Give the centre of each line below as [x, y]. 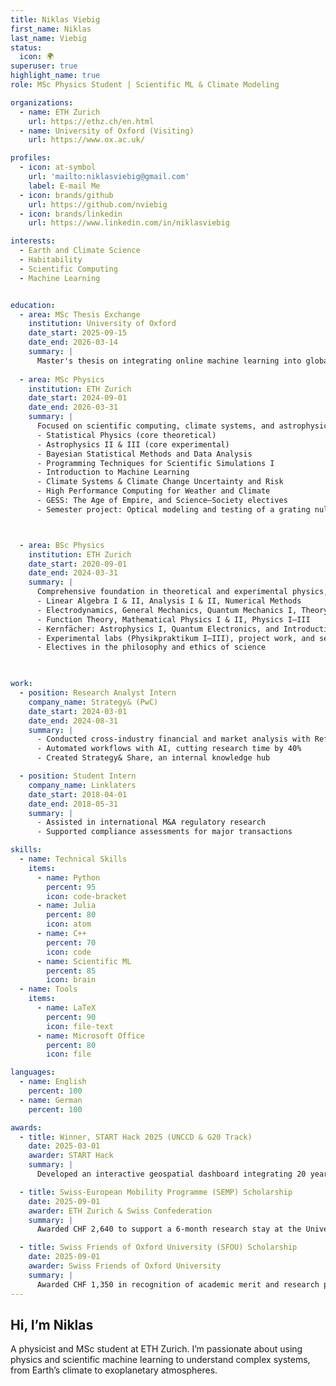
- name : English [53, 1082]
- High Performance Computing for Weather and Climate [153, 491]
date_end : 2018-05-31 [73, 804]
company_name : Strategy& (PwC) [93, 702]
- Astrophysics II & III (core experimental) [133, 444]
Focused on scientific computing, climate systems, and [155, 426]
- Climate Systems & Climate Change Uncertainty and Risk [160, 482]
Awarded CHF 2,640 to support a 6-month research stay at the [169, 1229]
